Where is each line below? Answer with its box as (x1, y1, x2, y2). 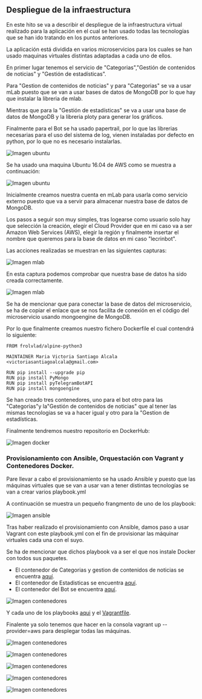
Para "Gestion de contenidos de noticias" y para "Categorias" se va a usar (6, 82, 192, 89)
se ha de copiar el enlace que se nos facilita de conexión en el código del (6, 306, 189, 314)
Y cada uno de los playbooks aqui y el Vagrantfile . (6, 609, 131, 617)
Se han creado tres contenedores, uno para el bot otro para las (6, 396, 163, 403)
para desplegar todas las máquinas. (42, 627, 131, 635)
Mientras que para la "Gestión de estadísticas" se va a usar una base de (6, 106, 186, 114)
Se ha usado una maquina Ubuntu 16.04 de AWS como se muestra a (6, 161, 177, 169)
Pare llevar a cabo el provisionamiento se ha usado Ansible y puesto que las (6, 475, 196, 483)
